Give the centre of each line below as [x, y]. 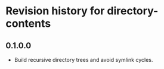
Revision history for [55, 11]
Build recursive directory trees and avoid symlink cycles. [83, 60]
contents [28, 23]
